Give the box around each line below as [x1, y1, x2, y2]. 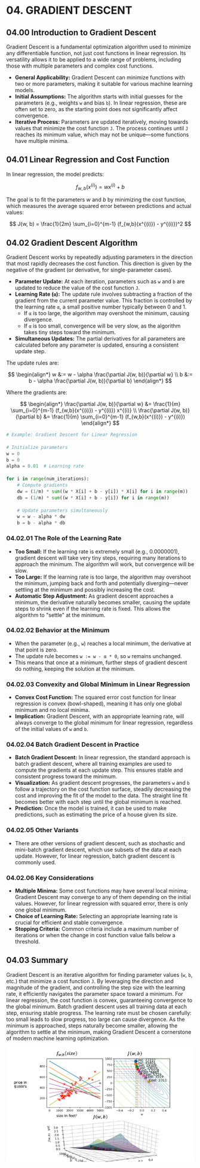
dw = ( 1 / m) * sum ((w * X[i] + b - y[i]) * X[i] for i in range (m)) [17, 488, 189, 494]
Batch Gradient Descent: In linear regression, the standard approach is [14, 754, 190, 761]
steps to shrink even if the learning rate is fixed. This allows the [14, 605, 171, 612]
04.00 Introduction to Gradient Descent [6, 27, 156, 38]
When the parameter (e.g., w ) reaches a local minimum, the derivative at [14, 640, 192, 647]
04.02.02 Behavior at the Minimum [6, 626, 110, 634]
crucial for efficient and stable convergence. [14, 919, 124, 926]
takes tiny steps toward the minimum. [23, 329, 116, 336]
